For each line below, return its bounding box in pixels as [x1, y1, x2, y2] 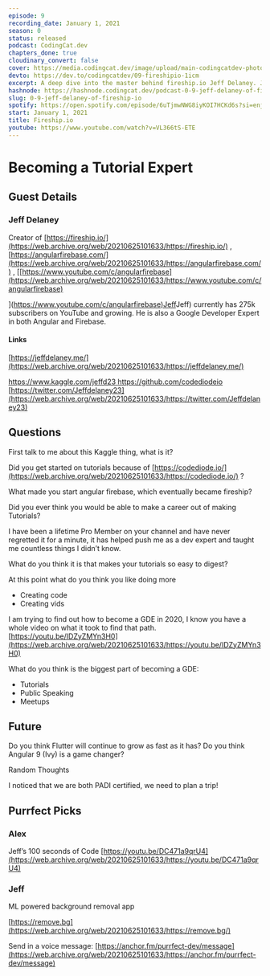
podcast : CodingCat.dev [8, 42, 88, 50]
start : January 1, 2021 [8, 109, 88, 117]
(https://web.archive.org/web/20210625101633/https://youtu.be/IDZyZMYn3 [8, 639, 261, 649]
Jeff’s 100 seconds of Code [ [8, 847, 104, 856]
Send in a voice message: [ [8, 941, 98, 951]
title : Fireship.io [8, 116, 74, 125]
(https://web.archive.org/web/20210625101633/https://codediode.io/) [8, 471, 239, 480]
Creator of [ [8, 232, 47, 242]
